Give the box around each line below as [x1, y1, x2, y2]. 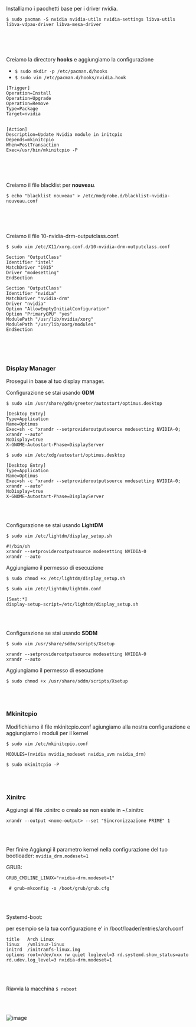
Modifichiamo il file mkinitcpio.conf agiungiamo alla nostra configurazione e [6, 723, 191, 730]
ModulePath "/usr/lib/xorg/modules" [6, 321, 96, 327]
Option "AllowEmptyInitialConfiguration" [6, 306, 110, 312]
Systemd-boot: [6, 913, 43, 921]
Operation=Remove [6, 100, 49, 106]
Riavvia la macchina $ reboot [6, 985, 77, 992]
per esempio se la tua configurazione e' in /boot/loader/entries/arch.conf [6, 925, 184, 932]
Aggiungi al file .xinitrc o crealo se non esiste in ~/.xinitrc [6, 806, 144, 813]
